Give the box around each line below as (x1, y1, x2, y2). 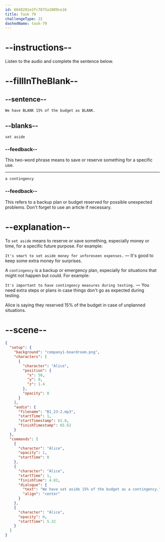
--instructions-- (5, 42, 72, 53)
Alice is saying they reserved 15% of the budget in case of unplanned (5, 302, 146, 308)
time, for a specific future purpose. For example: (5, 243, 103, 249)
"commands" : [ (9, 436, 38, 442)
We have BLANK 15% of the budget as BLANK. (5, 108, 96, 113)
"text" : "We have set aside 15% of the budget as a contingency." (23, 487, 162, 492)
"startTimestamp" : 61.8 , (18, 419, 69, 423)
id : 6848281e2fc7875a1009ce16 (5, 7, 67, 12)
